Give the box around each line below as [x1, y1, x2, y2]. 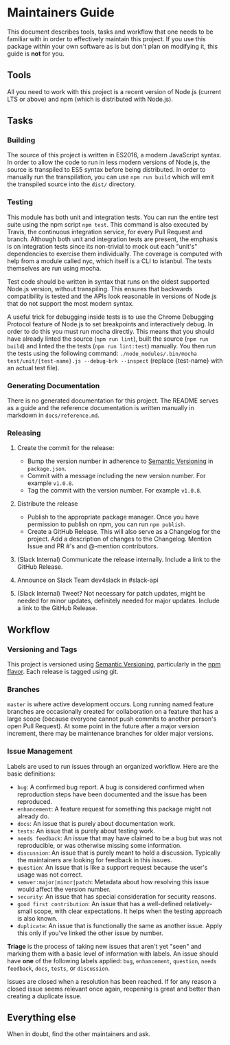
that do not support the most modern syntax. [7, 299, 134, 307]
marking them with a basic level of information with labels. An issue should [7, 950, 218, 958]
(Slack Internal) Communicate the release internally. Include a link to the [16, 555, 221, 564]
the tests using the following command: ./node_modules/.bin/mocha [7, 349, 197, 357]
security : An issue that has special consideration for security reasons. [16, 892, 217, 901]
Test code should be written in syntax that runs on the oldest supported [7, 277, 210, 286]
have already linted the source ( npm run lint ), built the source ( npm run [7, 335, 209, 343]
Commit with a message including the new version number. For [27, 472, 206, 480]
